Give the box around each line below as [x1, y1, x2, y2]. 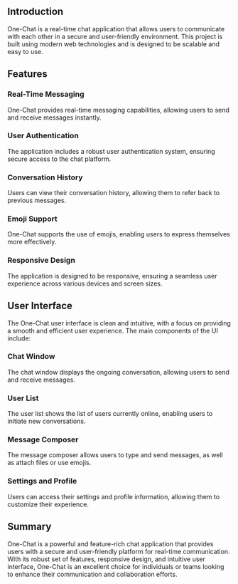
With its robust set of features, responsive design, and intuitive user [7, 555, 206, 563]
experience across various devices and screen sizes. [7, 279, 163, 288]
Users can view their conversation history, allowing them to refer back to [7, 189, 220, 197]
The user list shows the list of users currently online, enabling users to [7, 410, 213, 418]
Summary [7, 521, 52, 533]
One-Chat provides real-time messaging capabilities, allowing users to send [7, 105, 229, 114]
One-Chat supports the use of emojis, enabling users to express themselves [7, 230, 231, 239]
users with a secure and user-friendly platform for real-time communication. [7, 547, 230, 556]
